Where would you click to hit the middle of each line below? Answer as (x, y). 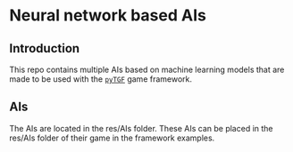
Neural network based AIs (108, 16)
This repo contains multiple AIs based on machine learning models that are (147, 69)
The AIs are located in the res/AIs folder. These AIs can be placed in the (142, 128)
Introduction (45, 48)
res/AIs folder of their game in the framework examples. (112, 138)
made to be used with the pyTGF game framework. (101, 79)
